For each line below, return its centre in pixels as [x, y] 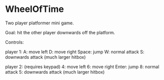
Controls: [14, 42]
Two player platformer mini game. [40, 23]
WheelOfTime [35, 9]
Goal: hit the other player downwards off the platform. [60, 32]
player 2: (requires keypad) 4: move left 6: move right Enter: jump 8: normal [82, 67]
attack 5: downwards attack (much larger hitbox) [55, 72]
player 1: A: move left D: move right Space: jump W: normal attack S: [75, 52]
